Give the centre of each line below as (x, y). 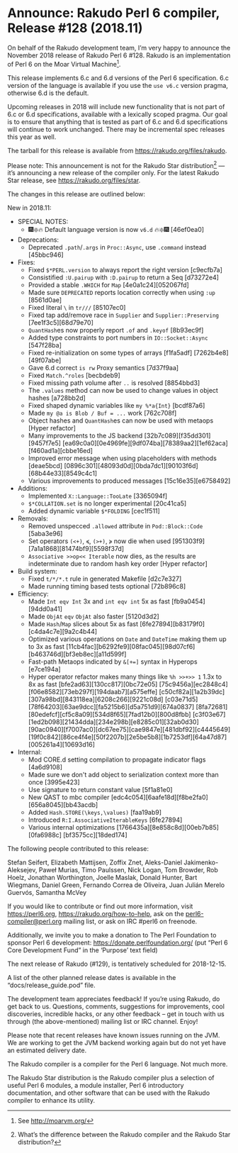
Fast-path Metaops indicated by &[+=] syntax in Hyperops (113, 662)
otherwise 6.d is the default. (48, 93)
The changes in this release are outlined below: (76, 194)
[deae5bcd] (45, 466)
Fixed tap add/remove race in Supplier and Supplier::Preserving (124, 315)
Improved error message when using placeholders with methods (123, 458)
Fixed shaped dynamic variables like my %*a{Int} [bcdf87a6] (117, 406)
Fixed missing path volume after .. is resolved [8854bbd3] (114, 383)
